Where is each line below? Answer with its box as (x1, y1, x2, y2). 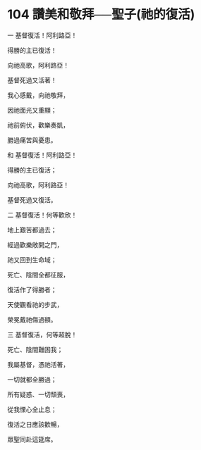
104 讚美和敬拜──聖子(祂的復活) (7, 6, 195, 23)
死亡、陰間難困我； (7, 345, 63, 354)
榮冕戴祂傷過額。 (7, 315, 57, 324)
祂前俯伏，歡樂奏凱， (7, 120, 69, 129)
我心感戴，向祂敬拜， (7, 91, 69, 99)
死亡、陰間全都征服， (7, 270, 69, 279)
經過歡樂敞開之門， (7, 240, 63, 249)
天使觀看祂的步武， (7, 300, 63, 308)
